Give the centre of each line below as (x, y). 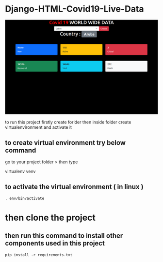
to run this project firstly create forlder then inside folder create (68, 122)
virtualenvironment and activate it (38, 127)
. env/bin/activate (25, 199)
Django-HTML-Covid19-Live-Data (74, 9)
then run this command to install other (64, 236)
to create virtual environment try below (65, 143)
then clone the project (50, 218)
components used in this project (55, 243)
